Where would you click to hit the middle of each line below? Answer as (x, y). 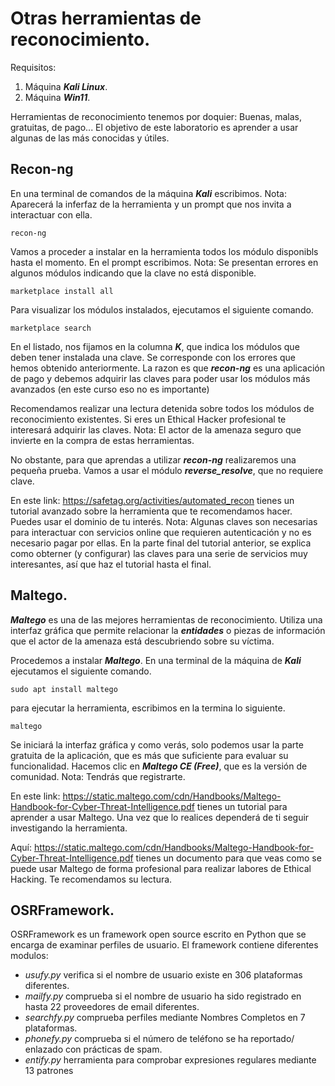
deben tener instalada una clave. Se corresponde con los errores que (153, 357)
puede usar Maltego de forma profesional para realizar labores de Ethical (161, 868)
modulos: (29, 956)
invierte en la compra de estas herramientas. (102, 440)
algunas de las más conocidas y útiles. (90, 138)
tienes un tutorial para (242, 806)
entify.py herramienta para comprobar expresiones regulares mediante (170, 1060)
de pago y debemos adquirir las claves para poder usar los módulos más (160, 378)
